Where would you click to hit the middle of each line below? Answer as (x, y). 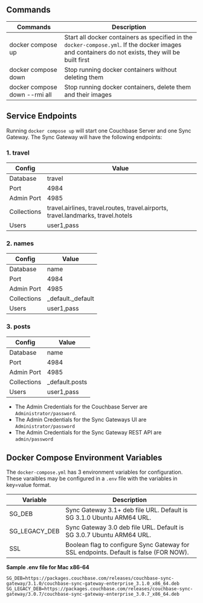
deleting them (84, 77)
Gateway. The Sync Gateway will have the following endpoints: (84, 137)
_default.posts (67, 382)
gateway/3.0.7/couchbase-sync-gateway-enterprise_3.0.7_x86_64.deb (93, 595)
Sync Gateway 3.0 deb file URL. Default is (125, 527)
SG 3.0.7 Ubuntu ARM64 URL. (108, 535)
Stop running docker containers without (121, 69)
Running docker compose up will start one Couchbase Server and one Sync (99, 131)
